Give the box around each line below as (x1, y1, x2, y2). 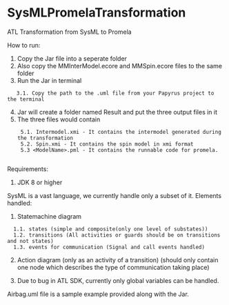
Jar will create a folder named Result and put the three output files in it (17, 108, 218, 116)
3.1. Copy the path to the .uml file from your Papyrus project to (16, 90, 215, 97)
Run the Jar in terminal (17, 76, 82, 84)
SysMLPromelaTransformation (7, 5, 186, 21)
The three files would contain (17, 115, 101, 124)
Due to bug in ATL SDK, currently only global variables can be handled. (17, 276, 219, 284)
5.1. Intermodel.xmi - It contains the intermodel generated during (20, 128, 222, 135)
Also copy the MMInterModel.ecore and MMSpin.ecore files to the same (17, 61, 223, 70)
